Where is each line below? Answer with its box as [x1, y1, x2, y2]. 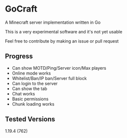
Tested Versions [5, 115, 56, 123]
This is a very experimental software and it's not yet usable [5, 29, 123, 34]
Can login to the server [12, 80, 58, 86]
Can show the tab [12, 86, 47, 92]
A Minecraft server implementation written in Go [5, 19, 101, 25]
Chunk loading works [12, 101, 55, 107]
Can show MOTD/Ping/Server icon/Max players [12, 65, 106, 71]
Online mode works [12, 70, 51, 76]
